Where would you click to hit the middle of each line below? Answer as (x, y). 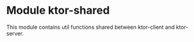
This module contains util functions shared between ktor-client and (91, 27)
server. (15, 33)
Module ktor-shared (58, 10)
